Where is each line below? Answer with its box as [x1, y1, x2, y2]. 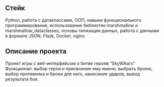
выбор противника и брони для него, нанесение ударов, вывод [5, 71, 140, 77]
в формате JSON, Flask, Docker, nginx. [5, 33, 86, 39]
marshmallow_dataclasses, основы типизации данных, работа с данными [5, 27, 160, 34]
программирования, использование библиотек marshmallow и [5, 22, 138, 28]
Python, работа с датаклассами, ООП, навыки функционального [5, 17, 142, 23]
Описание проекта [5, 47, 67, 56]
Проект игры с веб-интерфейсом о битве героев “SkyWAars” [5, 60, 135, 66]
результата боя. [5, 76, 39, 82]
